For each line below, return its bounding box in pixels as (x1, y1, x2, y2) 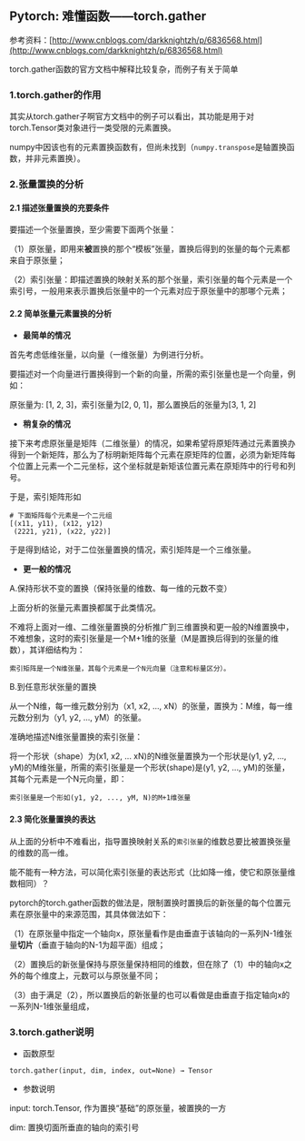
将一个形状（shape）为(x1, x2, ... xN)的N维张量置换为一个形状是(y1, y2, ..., (9, 751, 287, 762)
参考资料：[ (9, 35, 53, 45)
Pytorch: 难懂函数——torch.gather (9, 8, 207, 25)
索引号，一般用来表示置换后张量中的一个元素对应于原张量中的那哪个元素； (9, 286, 288, 297)
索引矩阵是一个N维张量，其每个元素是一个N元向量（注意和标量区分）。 (9, 664, 231, 673)
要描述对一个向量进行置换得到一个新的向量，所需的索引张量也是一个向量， (9, 369, 288, 379)
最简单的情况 (22, 330, 71, 341)
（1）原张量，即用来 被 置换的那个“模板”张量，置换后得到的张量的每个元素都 (9, 244, 290, 255)
